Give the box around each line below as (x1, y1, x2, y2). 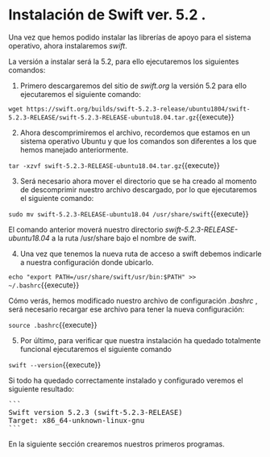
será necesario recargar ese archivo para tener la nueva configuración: (8, 304, 245, 314)
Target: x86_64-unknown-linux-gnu (8, 416, 145, 425)
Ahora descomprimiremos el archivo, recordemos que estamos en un (19, 128, 251, 137)
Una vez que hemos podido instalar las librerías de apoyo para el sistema (8, 32, 251, 42)
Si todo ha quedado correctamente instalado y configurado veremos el (8, 375, 243, 385)
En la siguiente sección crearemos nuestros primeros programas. (8, 438, 226, 449)
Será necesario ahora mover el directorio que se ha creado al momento (19, 176, 257, 186)
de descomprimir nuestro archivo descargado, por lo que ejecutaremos (19, 184, 258, 195)
